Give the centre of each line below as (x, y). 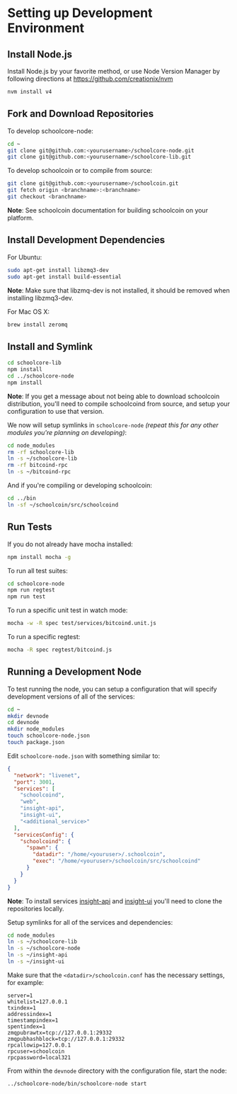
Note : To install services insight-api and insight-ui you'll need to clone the (115, 901)
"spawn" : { (42, 848)
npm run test (27, 597)
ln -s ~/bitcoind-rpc (39, 472)
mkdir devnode (28, 716)
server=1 (20, 996)
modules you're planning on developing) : (67, 432)
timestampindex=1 (33, 1020)
